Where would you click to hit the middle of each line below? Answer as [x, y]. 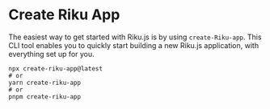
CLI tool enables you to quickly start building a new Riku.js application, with [134, 45]
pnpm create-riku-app [45, 97]
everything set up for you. [51, 54]
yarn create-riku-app [45, 83]
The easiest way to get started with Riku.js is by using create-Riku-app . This [135, 37]
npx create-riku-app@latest [56, 69]
